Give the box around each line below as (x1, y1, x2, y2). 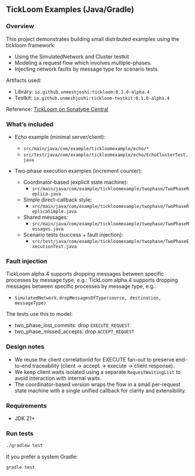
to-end (14, 362, 32, 369)
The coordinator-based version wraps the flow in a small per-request (14, 381, 181, 388)
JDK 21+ (14, 415, 35, 422)
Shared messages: (23, 213, 68, 221)
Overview (6, 22, 34, 30)
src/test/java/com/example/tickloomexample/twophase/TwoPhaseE (32, 238, 189, 244)
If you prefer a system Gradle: (6, 453, 78, 460)
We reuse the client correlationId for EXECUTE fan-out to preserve (14, 356, 175, 363)
